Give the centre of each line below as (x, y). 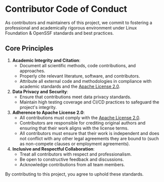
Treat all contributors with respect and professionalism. (76, 154)
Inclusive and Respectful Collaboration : (53, 149)
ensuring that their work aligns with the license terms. (74, 128)
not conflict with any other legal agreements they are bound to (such (89, 138)
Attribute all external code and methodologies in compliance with (85, 81)
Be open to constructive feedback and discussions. (72, 159)
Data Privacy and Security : (40, 91)
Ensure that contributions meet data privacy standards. (75, 97)
